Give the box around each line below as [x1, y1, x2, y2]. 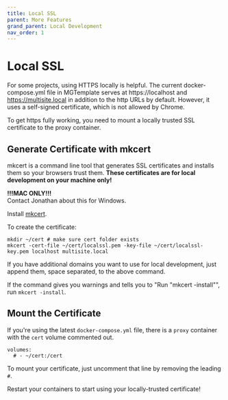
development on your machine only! [7, 176, 112, 184]
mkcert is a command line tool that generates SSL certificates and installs [7, 161, 214, 170]
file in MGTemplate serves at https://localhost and [47, 88, 188, 96]
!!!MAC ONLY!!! [7, 189, 52, 197]
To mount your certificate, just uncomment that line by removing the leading [7, 364, 221, 373]
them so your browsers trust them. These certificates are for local [7, 169, 196, 176]
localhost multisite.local [31, 248, 109, 255]
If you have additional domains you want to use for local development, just [7, 261, 217, 268]
